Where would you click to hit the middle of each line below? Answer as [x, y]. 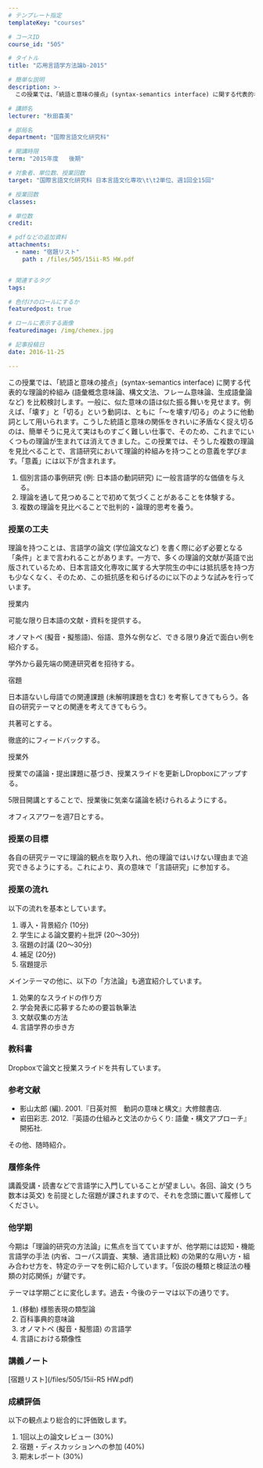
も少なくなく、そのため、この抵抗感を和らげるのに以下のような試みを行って [131, 577]
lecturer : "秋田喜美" [41, 116]
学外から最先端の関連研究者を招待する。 [73, 663]
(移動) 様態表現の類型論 [57, 1309]
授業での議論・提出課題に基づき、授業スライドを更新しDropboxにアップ [124, 773]
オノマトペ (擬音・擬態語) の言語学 [75, 1328]
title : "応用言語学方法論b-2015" [58, 66]
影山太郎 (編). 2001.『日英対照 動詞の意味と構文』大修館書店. [120, 1108]
